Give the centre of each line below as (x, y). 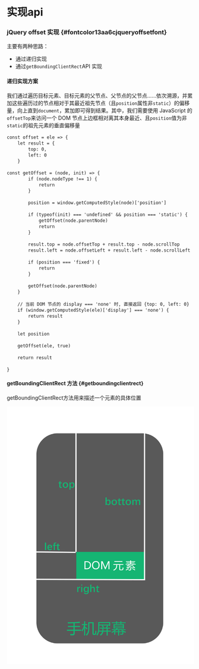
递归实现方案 (22, 81)
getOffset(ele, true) (44, 346)
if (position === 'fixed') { (64, 262)
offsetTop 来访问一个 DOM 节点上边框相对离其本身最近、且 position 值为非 (97, 118)
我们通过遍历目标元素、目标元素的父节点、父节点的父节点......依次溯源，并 (97, 95)
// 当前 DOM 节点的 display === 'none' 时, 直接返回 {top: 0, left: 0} (103, 304)
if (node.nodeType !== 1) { (63, 179)
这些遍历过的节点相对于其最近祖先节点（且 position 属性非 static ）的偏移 (101, 103)
